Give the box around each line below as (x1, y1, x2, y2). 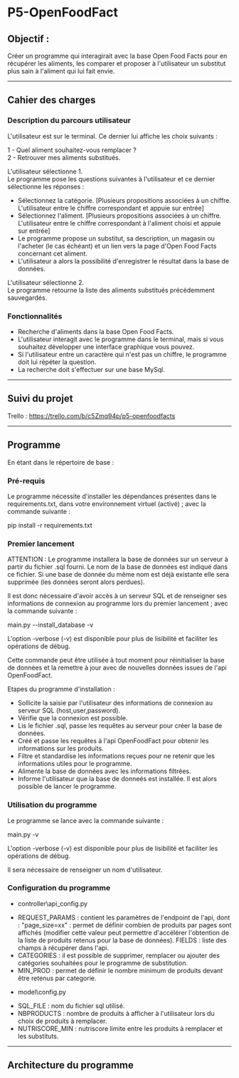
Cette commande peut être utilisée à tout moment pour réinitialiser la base (7, 656, 225, 665)
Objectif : (7, 33, 50, 45)
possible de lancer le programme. (17, 782, 117, 791)
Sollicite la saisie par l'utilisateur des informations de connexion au (17, 699, 213, 707)
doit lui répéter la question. (17, 358, 97, 366)
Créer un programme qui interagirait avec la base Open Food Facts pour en (7, 51, 228, 60)
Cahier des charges (7, 94, 96, 106)
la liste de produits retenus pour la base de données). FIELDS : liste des (17, 936, 227, 944)
